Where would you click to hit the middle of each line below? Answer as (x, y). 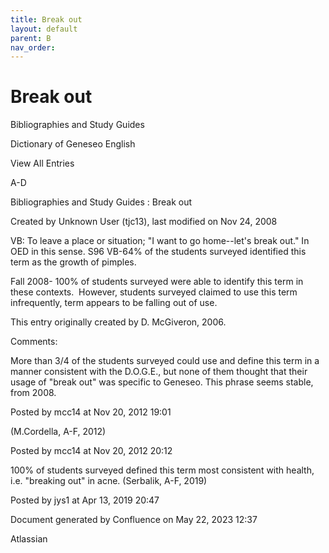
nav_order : (33, 47)
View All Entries (42, 163)
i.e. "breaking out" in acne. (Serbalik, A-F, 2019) (109, 481)
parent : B (31, 38)
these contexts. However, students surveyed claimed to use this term (154, 292)
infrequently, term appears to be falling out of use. (114, 303)
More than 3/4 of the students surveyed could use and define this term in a (165, 361)
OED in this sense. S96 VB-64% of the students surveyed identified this (158, 252)
